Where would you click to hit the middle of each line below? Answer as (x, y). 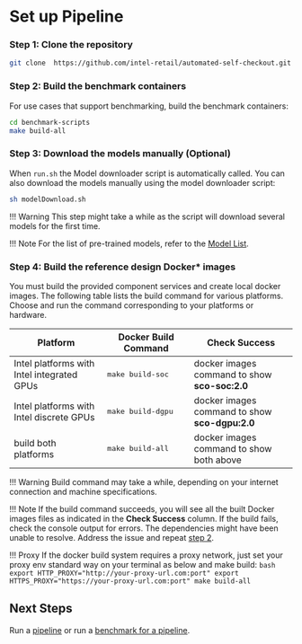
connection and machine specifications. (83, 491)
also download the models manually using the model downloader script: (142, 182)
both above (218, 460)
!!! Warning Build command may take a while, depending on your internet (144, 481)
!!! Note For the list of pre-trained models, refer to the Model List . (129, 243)
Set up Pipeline (67, 17)
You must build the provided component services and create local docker (145, 286)
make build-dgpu (140, 412)
